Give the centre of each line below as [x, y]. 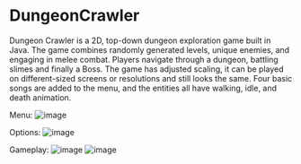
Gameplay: [29, 150]
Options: [25, 132]
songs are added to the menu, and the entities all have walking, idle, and [143, 88]
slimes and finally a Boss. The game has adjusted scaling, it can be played [147, 69]
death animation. [40, 97]
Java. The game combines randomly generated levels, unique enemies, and [150, 49]
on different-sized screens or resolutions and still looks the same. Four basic [151, 78]
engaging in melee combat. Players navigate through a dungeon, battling [144, 59]
